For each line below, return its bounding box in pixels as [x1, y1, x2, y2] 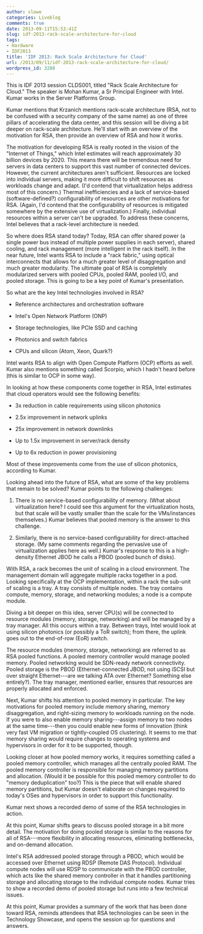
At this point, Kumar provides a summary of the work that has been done [6, 903, 187, 910]
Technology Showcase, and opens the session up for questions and [6, 916, 175, 923]
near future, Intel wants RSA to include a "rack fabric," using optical [6, 251, 174, 259]
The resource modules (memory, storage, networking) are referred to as [6, 646, 186, 653]
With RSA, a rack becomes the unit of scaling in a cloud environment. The [6, 565, 190, 572]
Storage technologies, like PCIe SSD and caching [14, 324, 138, 331]
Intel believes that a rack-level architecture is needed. [6, 221, 140, 228]
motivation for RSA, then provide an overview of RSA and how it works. [6, 132, 183, 139]
